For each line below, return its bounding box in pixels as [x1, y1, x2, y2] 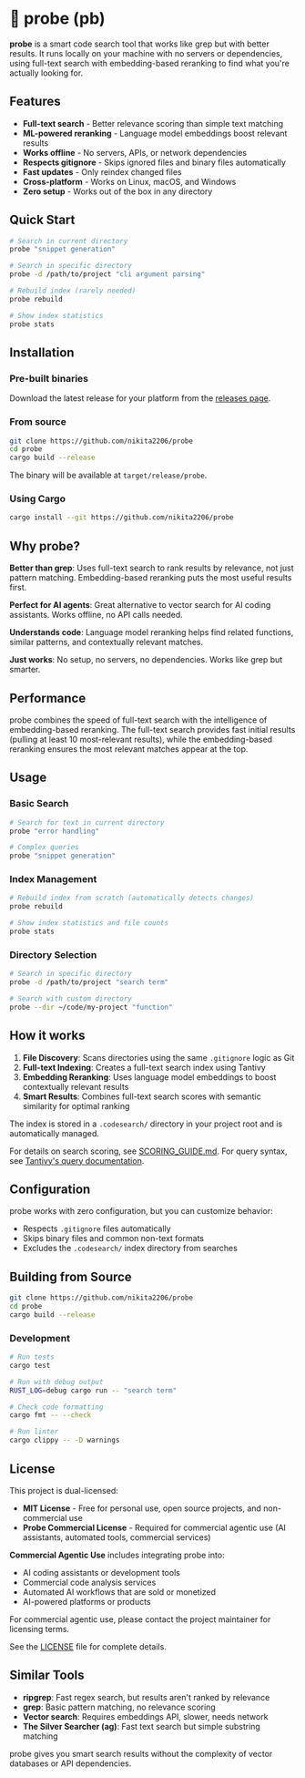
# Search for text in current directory [9, 817, 166, 827]
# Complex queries [9, 843, 79, 852]
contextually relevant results [22, 1081, 129, 1092]
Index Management [9, 873, 97, 886]
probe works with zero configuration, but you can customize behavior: [9, 1206, 273, 1217]
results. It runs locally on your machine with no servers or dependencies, [9, 47, 283, 58]
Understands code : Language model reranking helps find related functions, [9, 627, 294, 638]
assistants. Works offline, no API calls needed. [9, 610, 184, 621]
